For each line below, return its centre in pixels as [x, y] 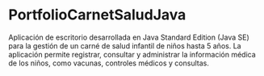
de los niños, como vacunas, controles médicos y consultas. [109, 63]
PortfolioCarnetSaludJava [97, 15]
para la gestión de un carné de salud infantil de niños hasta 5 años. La [125, 45]
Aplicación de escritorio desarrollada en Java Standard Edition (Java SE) [129, 37]
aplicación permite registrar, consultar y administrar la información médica [132, 54]
